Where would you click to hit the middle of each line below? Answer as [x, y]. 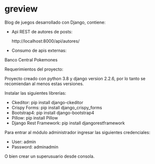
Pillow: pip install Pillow [35, 118]
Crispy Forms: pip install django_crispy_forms [57, 107]
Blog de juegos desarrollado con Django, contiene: [55, 22]
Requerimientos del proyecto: [34, 69]
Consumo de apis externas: [39, 50]
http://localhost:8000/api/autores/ [46, 41]
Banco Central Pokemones [31, 60]
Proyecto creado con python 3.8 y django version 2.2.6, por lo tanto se [75, 78]
